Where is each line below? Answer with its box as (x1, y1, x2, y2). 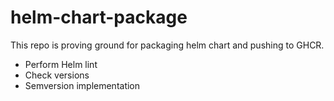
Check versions (24, 69, 90, 81)
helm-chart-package (10, 6, 188, 29)
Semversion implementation (24, 79, 141, 91)
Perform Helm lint (24, 58, 98, 70)
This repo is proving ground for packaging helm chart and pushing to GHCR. (10, 39, 325, 51)
